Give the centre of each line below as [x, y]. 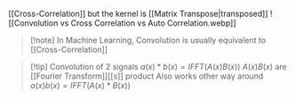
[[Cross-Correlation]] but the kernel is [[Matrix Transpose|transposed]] [138, 14]
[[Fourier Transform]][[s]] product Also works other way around [147, 76]
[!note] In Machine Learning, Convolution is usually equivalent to [148, 40]
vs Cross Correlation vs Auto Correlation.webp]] [148, 23]
